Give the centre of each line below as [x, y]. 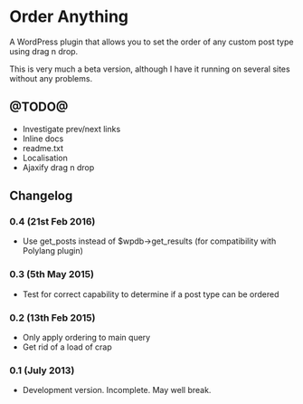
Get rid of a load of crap [67, 347]
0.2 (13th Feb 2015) [52, 317]
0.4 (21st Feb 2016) [52, 222]
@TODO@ [39, 107]
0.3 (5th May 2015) [52, 274]
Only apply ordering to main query [86, 338]
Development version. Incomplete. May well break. [117, 390]
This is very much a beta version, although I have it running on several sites [150, 69]
